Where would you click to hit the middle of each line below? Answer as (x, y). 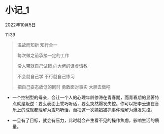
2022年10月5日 (20, 25)
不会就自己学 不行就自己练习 (46, 76)
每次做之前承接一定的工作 (43, 55)
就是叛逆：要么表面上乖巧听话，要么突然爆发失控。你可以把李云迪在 (86, 103)
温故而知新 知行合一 (37, 45)
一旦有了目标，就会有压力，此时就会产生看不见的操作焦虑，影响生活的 (83, 120)
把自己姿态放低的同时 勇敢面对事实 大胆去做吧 (64, 87)
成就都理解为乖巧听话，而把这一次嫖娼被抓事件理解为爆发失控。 (90, 110)
